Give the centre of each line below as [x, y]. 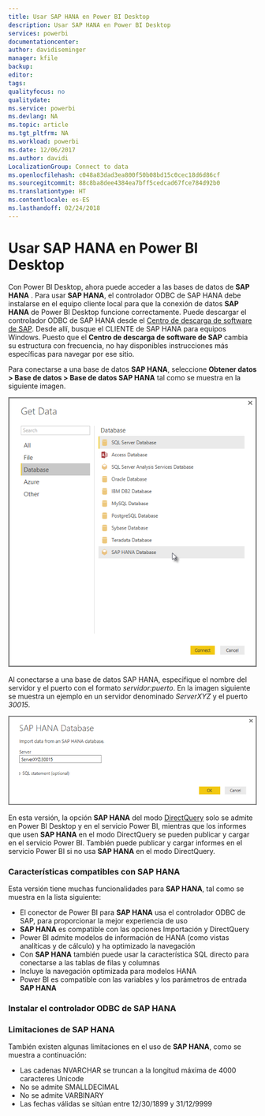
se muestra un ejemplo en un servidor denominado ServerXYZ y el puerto [128, 697]
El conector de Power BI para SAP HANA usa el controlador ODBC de [132, 912]
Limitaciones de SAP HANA [62, 1029]
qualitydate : [30, 100]
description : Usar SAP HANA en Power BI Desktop [90, 25]
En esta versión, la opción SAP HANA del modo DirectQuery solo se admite [131, 818]
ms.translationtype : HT [47, 192]
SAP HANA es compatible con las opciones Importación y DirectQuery [134, 929]
